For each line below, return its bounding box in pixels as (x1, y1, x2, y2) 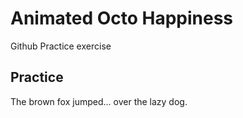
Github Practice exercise (10, 40, 112, 52)
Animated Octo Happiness (10, 7, 234, 30)
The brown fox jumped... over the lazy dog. (10, 95, 188, 107)
